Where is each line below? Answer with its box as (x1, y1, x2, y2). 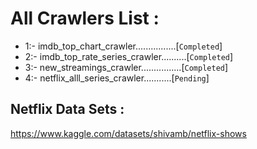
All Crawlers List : (10, 7, 160, 30)
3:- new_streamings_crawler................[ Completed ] (24, 61, 229, 73)
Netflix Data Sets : (10, 101, 125, 118)
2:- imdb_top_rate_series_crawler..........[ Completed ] (24, 50, 234, 62)
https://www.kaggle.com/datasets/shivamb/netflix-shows (10, 127, 247, 139)
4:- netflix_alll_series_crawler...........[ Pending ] (24, 72, 210, 84)
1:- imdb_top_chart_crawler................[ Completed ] (24, 40, 223, 52)
